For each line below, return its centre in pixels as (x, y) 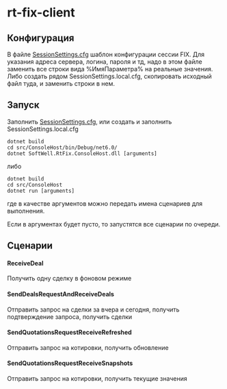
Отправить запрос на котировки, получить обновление (88, 347)
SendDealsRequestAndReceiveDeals (61, 294)
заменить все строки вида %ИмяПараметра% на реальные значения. (110, 69)
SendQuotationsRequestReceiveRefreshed (69, 332)
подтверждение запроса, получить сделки (70, 316)
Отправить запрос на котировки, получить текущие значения (97, 379)
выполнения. (26, 211)
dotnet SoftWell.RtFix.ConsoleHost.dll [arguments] (82, 153)
